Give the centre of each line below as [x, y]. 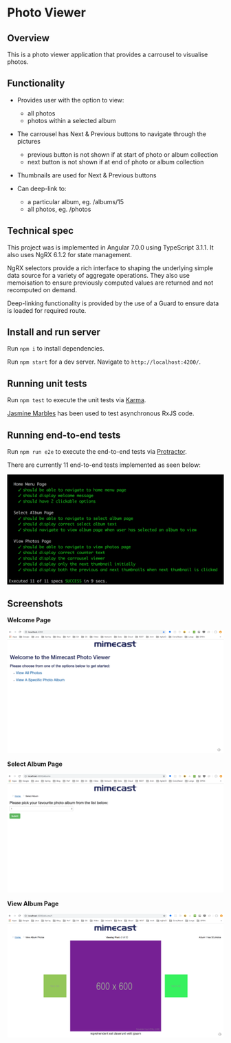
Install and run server [54, 332]
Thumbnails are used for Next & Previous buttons [87, 175]
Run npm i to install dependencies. [56, 349]
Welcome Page [29, 620]
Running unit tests [47, 383]
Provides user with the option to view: [70, 100]
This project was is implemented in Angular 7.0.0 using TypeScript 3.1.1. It [111, 247]
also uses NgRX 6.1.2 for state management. [70, 254]
